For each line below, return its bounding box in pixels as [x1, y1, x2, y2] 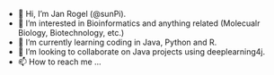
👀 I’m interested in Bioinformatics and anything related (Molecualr [17, 18, 261, 29]
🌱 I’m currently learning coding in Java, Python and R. [17, 37, 217, 47]
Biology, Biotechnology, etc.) [17, 28, 125, 37]
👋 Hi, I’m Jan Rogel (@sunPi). [17, 9, 127, 19]
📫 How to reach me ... [17, 56, 102, 67]
